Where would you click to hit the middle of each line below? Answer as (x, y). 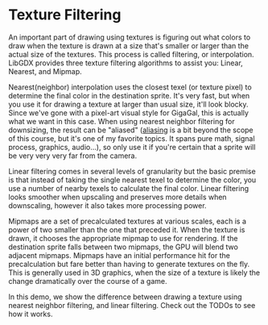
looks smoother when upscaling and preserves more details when (118, 197)
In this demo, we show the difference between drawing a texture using (125, 297)
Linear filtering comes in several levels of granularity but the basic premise (132, 171)
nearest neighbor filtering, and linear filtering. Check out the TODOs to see (132, 305)
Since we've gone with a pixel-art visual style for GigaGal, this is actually (129, 112)
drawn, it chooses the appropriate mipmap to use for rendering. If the (123, 238)
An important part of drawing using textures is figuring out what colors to (130, 37)
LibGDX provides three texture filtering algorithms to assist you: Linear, (126, 63)
